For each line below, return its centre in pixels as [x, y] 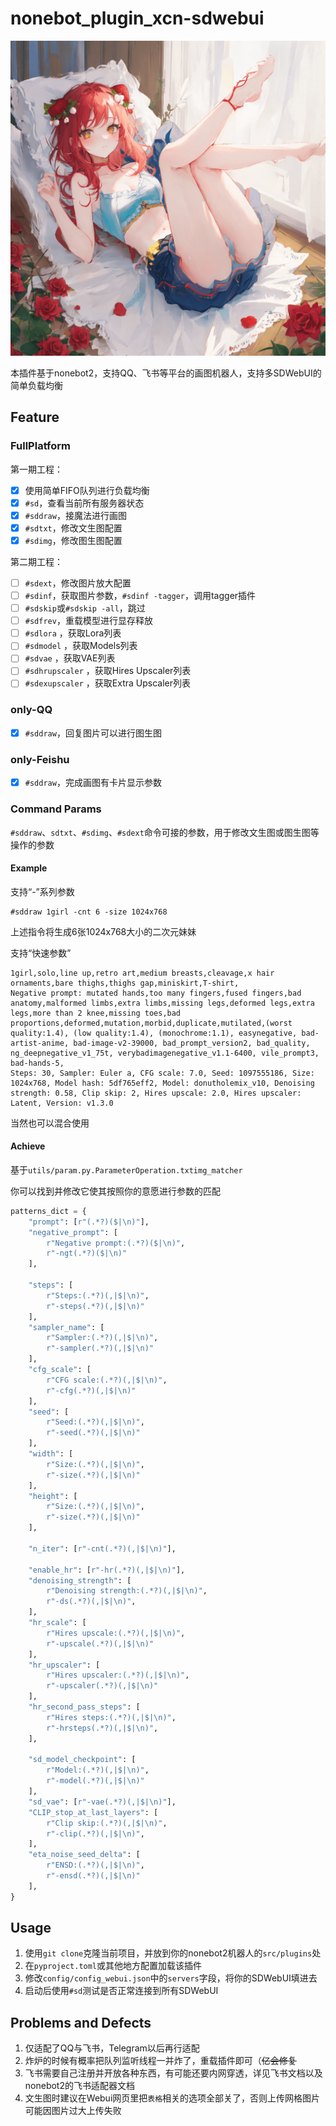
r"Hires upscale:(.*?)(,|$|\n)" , [116, 1633]
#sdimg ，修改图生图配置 [73, 540]
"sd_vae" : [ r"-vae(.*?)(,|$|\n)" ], [102, 1802]
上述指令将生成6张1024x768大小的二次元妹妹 [103, 931]
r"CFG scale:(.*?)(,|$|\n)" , [107, 1380]
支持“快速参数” [41, 953]
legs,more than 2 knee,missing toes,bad [96, 1013]
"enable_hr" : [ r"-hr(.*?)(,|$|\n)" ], [107, 1570]
